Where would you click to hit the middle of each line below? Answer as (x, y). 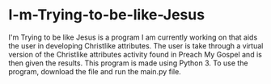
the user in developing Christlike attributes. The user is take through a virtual (136, 45)
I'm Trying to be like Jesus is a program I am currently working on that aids (133, 37)
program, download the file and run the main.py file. (95, 71)
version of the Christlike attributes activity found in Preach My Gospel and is (135, 54)
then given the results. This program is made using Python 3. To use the (128, 63)
